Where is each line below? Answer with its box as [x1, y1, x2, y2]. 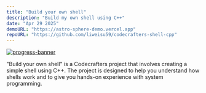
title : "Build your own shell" [6, 9, 87, 15]
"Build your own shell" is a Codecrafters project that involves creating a [6, 61, 188, 68]
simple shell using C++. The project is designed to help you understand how [6, 67, 200, 74]
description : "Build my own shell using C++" [6, 15, 125, 21]
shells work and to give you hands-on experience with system [6, 73, 164, 81]
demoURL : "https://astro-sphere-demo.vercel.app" [6, 26, 137, 32]
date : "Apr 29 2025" [6, 20, 60, 26]
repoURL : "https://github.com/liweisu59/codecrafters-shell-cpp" [6, 32, 177, 38]
